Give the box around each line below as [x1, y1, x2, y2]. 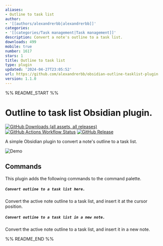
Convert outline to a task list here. [5, 187, 85, 192]
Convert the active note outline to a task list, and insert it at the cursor [5, 198, 148, 204]
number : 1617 [5, 49, 32, 53]
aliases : [5, 7, 23, 12]
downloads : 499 [5, 40, 37, 45]
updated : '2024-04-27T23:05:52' [5, 67, 72, 72]
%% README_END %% [5, 236, 54, 242]
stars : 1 [5, 53, 23, 58]
